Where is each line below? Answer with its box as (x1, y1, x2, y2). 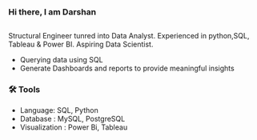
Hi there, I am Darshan (8, 6, 97, 18)
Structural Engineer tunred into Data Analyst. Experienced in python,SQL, (8, 31, 250, 41)
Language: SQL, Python (19, 105, 98, 114)
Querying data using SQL (19, 55, 103, 65)
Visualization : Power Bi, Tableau (19, 122, 128, 132)
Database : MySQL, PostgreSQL (19, 114, 126, 123)
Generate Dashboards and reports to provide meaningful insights (19, 63, 235, 74)
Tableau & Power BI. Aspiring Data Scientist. (8, 39, 154, 50)
